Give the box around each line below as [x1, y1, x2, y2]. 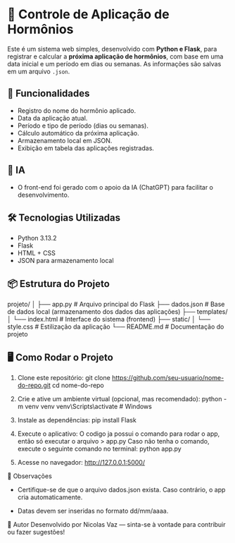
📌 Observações [7, 472, 53, 480]
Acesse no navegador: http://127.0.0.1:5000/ [17, 458, 146, 466]
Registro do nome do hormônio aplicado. [17, 106, 136, 115]
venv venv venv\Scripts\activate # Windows [24, 402, 153, 410]
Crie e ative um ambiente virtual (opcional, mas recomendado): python [17, 395, 223, 403]
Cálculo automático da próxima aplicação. [17, 128, 139, 137]
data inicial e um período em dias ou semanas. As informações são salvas [7, 59, 222, 68]
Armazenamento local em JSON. [17, 136, 113, 145]
